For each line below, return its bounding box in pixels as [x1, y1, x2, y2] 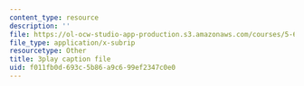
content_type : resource [9, 13, 100, 22]
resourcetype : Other [9, 47, 88, 56]
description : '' [9, 21, 71, 30]
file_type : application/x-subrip [9, 38, 136, 47]
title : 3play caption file [9, 55, 111, 64]
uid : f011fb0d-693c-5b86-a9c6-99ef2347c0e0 [9, 64, 176, 73]
